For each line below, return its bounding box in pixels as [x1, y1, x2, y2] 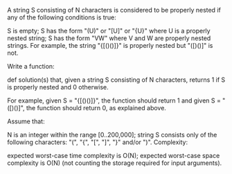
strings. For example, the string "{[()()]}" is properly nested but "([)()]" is [7, 42, 213, 49]
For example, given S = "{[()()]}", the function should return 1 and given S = [7, 96, 222, 105]
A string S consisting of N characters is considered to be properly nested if [7, 6, 222, 14]
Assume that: [7, 117, 45, 125]
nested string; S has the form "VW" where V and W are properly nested [7, 34, 211, 42]
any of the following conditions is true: [7, 13, 116, 21]
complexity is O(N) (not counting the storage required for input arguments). [7, 159, 222, 167]
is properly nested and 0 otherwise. [7, 83, 109, 91]
